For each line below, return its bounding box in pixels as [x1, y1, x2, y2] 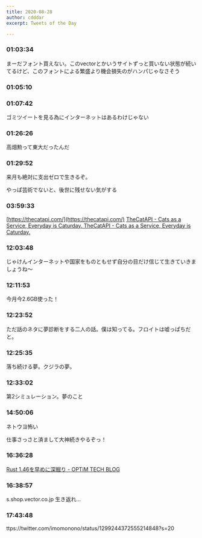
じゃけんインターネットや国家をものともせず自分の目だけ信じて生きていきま [6, 258, 197, 265]
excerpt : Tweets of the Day [6, 20, 77, 26]
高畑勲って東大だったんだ [6, 143, 70, 151]
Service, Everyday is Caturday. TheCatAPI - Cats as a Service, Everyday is [6, 222, 191, 229]
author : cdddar [6, 15, 45, 21]
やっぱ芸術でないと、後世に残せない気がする [6, 186, 118, 193]
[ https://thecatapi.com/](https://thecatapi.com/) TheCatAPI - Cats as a [6, 215, 181, 222]
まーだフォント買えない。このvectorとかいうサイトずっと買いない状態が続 [6, 60, 191, 67]
